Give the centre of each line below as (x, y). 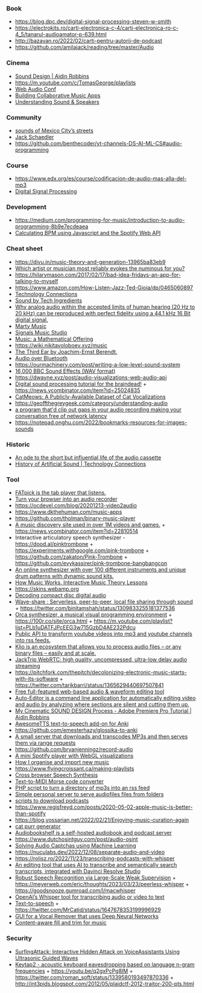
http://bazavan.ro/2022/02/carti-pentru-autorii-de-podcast (89, 41)
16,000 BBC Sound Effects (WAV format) (65, 371)
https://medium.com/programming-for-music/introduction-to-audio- (100, 220)
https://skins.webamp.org (47, 589)
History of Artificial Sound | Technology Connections (80, 464)
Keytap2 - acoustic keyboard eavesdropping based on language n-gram (105, 964)
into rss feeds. (33, 640)
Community (24, 117)
